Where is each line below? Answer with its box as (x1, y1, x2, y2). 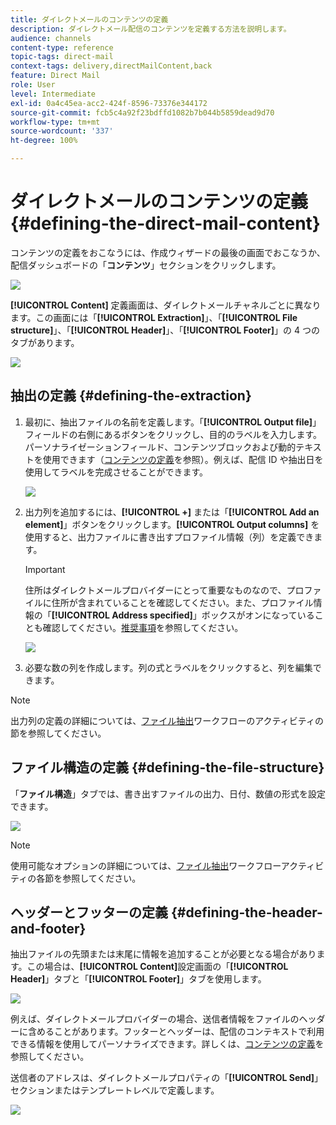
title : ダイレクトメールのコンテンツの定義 (10, 14, 169, 25)
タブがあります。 (10, 336, 80, 348)
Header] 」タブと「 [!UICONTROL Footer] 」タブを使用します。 (10, 973, 267, 985)
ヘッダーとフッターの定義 (10, 904, 168, 921)
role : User (10, 80, 56, 90)
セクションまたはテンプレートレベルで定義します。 (10, 1084, 220, 1096)
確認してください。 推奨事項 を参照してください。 (42, 621, 244, 633)
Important (24, 563, 66, 575)
